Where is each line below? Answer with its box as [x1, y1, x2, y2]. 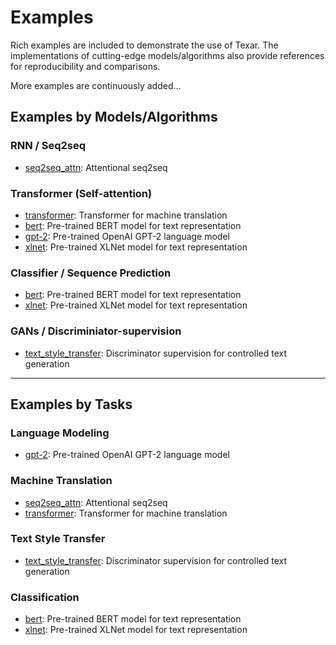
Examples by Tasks [10, 396, 133, 413]
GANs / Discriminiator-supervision [10, 324, 182, 338]
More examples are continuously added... [10, 79, 182, 91]
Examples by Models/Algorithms [10, 109, 218, 126]
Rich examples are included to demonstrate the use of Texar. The [10, 39, 279, 51]
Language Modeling [10, 426, 110, 440]
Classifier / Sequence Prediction [10, 266, 172, 280]
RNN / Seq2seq [10, 139, 87, 153]
